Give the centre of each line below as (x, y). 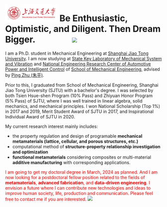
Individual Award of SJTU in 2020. (40, 117)
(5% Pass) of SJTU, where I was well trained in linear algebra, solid (74, 101)
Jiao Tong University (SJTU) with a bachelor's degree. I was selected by (79, 91)
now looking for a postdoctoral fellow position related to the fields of (75, 178)
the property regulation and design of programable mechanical (77, 136)
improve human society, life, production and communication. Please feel (79, 194)
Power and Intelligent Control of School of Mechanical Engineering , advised (83, 69)
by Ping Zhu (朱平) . (25, 75)
